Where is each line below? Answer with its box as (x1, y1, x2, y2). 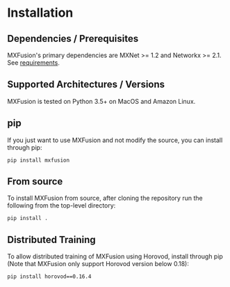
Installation (7, 5, 74, 21)
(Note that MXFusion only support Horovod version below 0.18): (7, 260, 189, 268)
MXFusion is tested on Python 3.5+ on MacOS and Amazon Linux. (7, 97, 196, 105)
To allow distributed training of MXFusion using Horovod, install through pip (7, 252, 224, 261)
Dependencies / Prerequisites (7, 33, 139, 45)
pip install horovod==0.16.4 (7, 273, 92, 280)
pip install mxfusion (7, 157, 70, 164)
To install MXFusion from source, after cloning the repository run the (7, 194, 203, 203)
